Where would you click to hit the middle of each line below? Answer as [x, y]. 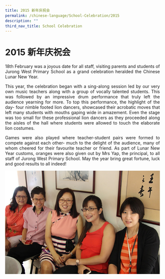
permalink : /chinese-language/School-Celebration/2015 [62, 15]
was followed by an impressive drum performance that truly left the [82, 97]
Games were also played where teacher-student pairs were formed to [82, 138]
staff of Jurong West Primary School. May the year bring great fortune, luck [82, 159]
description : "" [22, 21]
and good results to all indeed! [36, 164]
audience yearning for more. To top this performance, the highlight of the [82, 102]
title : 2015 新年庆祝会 [27, 10]
